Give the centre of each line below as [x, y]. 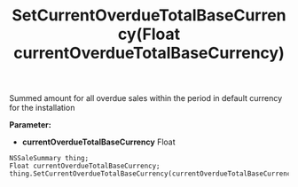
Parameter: [30, 125]
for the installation [42, 108]
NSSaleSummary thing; [49, 159]
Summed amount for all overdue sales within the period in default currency [146, 98]
